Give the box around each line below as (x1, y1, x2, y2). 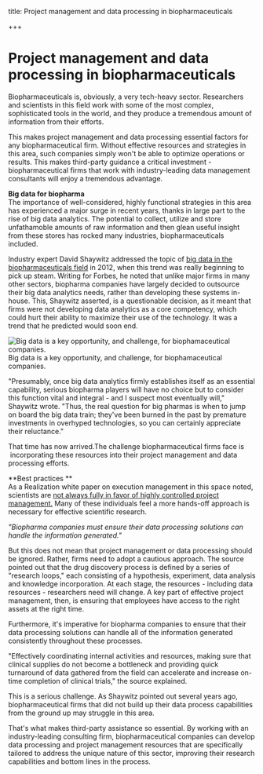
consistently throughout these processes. (8, 636, 143, 645)
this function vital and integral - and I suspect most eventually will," (8, 392, 225, 403)
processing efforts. (8, 458, 70, 468)
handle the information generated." (8, 530, 122, 540)
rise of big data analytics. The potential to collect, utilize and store (8, 214, 221, 223)
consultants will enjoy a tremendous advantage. (8, 173, 163, 183)
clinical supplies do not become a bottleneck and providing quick (8, 659, 219, 669)
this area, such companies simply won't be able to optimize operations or (8, 148, 245, 158)
